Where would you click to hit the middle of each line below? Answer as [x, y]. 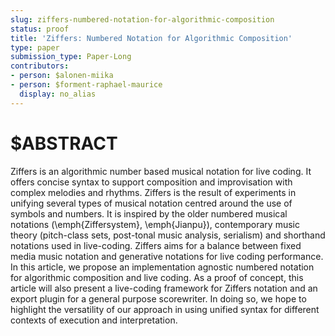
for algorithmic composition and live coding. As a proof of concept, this [157, 277]
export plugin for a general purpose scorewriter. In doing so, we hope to [158, 298]
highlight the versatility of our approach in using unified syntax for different [165, 309]
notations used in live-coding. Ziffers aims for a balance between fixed [156, 245]
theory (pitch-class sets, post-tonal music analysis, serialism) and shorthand [168, 235]
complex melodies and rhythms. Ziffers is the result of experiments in [153, 192]
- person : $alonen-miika [62, 76]
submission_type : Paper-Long [71, 57]
